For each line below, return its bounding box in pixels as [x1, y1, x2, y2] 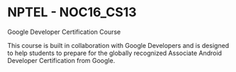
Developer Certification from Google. [7, 56, 116, 64]
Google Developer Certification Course [7, 28, 121, 36]
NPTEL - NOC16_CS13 [7, 4, 137, 20]
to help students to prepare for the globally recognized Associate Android [7, 49, 222, 57]
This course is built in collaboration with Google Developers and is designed [7, 41, 230, 49]
